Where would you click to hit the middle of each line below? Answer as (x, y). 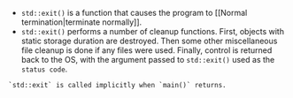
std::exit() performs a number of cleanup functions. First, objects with (153, 31)
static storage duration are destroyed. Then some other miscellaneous (149, 41)
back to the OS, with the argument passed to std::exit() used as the (148, 60)
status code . (44, 69)
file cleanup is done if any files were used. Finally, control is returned (146, 50)
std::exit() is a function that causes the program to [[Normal (134, 13)
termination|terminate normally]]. (81, 22)
